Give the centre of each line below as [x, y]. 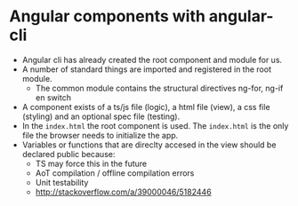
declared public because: [68, 154]
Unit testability [62, 182]
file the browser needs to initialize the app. [100, 135]
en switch [53, 97]
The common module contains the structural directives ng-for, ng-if [159, 88]
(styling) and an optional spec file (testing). [101, 116]
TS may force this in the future [91, 163]
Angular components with [108, 16]
